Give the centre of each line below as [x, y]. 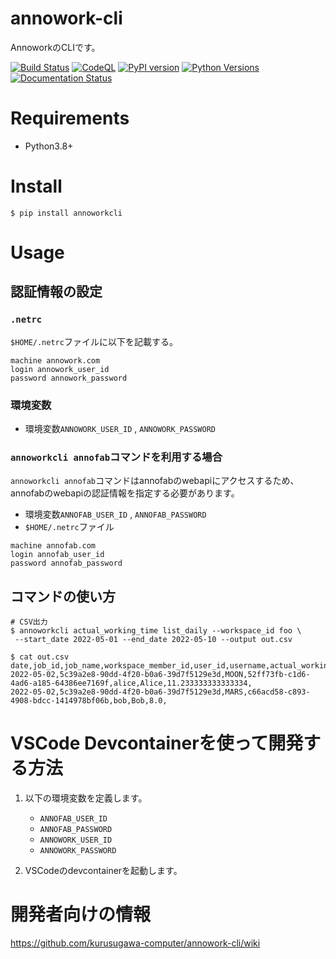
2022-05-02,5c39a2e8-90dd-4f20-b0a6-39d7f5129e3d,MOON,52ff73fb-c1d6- [160, 675]
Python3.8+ [49, 146]
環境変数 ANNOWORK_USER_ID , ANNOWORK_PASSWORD [120, 428]
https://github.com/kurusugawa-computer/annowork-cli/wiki [135, 943]
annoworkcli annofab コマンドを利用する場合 [116, 457]
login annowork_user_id [60, 369]
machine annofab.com [53, 546]
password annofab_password [66, 563]
